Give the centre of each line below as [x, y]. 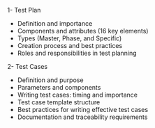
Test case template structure [59, 102]
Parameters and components [59, 87]
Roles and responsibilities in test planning [77, 53]
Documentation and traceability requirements [82, 117]
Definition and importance [55, 23]
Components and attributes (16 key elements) [83, 31]
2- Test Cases [27, 66]
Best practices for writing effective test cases [83, 110]
